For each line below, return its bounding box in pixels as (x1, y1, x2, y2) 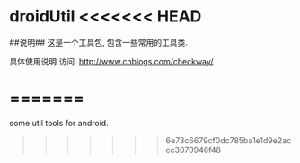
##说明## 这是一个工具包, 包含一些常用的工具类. (9, 37, 189, 47)
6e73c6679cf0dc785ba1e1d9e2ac (165, 134, 292, 145)
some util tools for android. (9, 117, 110, 128)
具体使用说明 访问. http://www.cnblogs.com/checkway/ (9, 56, 214, 66)
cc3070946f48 (165, 144, 222, 155)
